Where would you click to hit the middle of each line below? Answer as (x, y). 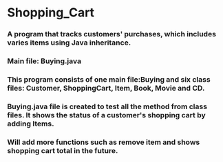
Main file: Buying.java (44, 61)
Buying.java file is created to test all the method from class (107, 106)
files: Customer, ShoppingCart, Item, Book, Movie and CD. (106, 88)
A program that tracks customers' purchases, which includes (112, 34)
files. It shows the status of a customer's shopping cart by (107, 115)
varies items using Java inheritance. (69, 43)
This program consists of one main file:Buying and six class (109, 79)
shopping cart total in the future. (63, 150)
